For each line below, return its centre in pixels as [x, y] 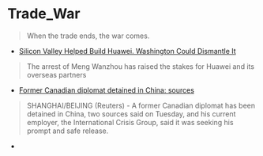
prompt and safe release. [68, 131]
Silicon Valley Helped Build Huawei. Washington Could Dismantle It [127, 51]
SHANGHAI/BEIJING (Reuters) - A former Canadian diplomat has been [141, 105]
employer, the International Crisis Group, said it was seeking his [130, 122]
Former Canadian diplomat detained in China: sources [107, 90]
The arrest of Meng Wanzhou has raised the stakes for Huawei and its [140, 66]
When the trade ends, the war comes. [88, 36]
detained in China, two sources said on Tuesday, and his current [131, 114]
